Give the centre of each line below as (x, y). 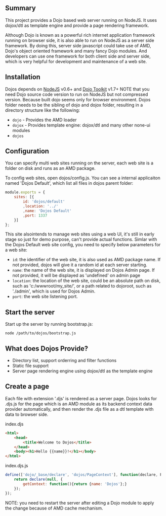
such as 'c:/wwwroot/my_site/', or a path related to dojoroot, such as (82, 286)
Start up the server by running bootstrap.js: (49, 324)
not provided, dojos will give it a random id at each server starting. (80, 265)
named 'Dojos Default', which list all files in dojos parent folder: (69, 183)
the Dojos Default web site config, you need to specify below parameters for (83, 245)
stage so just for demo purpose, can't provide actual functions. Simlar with (81, 239)
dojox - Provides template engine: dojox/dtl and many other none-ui (81, 125)
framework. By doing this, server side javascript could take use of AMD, (78, 45)
